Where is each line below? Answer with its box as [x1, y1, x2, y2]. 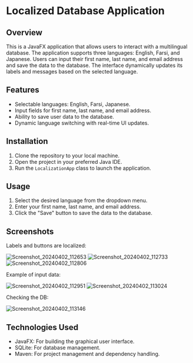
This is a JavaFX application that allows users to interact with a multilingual [6, 43, 188, 50]
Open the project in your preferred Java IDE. [14, 158, 122, 165]
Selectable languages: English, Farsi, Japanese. [14, 100, 131, 107]
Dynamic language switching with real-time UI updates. [14, 119, 149, 126]
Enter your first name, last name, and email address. [14, 203, 141, 210]
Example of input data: [6, 271, 61, 278]
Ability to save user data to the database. [14, 113, 115, 120]
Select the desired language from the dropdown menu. [14, 197, 148, 204]
